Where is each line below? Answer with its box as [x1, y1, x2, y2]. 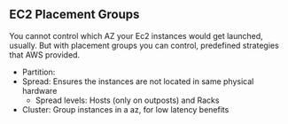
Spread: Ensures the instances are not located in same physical [21, 75, 254, 87]
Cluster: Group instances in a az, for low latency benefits [21, 104, 230, 114]
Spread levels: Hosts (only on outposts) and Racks [35, 95, 220, 105]
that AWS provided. [9, 49, 81, 60]
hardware [21, 85, 58, 96]
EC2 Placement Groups [9, 7, 140, 22]
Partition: [21, 66, 56, 77]
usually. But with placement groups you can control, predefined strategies [9, 40, 279, 50]
